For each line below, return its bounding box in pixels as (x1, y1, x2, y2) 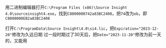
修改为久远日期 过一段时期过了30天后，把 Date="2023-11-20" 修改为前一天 (11, 32, 162, 37)
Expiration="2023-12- (114, 26, 159, 31)
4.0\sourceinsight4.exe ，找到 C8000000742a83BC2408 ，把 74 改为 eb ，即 (5, 10, 148, 16)
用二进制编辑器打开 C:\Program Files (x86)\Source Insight (5, 4, 127, 10)
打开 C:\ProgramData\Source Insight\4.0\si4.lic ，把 (5, 25, 115, 31)
